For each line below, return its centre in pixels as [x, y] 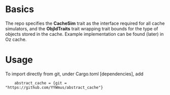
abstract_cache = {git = [41, 83]
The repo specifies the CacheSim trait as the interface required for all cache [85, 23]
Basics [20, 9]
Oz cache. [16, 39]
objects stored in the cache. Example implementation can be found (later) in [84, 34]
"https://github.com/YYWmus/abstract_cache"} [54, 87]
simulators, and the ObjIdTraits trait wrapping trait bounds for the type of [82, 28]
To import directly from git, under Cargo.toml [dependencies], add [74, 74]
